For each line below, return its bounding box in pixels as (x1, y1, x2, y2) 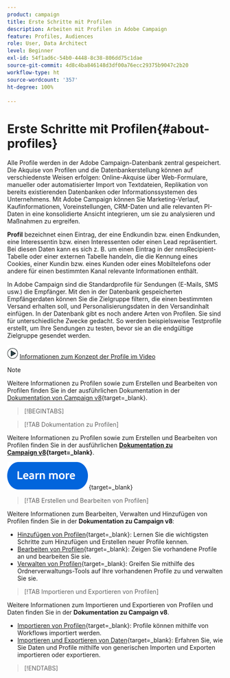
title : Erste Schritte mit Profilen (7, 18, 112, 25)
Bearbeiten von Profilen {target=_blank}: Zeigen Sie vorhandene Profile (16, 545, 218, 554)
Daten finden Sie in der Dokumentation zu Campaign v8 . (7, 609, 170, 617)
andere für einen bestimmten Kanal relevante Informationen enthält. (7, 267, 199, 275)
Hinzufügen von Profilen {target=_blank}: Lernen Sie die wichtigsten (16, 530, 209, 539)
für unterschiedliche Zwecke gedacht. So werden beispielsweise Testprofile (7, 317, 222, 325)
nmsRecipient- (174, 245, 216, 254)
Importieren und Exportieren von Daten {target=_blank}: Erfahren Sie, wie (16, 636, 223, 644)
